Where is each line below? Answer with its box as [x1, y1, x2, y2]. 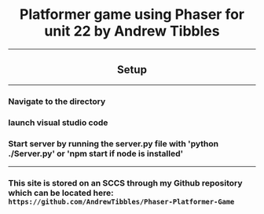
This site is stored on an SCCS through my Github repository [8, 177, 243, 188]
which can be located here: [8, 187, 114, 198]
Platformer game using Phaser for [19, 6, 245, 24]
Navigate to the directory [8, 96, 106, 107]
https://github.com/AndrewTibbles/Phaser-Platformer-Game [8, 197, 235, 206]
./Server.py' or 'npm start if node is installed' [8, 148, 184, 159]
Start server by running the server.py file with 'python [8, 138, 218, 149]
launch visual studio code [8, 116, 108, 127]
